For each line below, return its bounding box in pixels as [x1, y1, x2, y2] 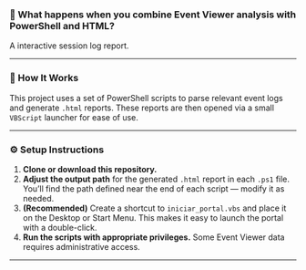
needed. [22, 192, 55, 203]
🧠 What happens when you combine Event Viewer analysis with [9, 8, 297, 21]
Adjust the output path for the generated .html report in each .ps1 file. [22, 173, 290, 184]
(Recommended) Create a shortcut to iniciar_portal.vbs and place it [22, 202, 287, 213]
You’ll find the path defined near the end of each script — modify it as [22, 182, 285, 194]
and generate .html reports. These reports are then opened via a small [9, 102, 275, 113]
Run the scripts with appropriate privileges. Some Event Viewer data [22, 232, 285, 243]
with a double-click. [22, 222, 97, 233]
